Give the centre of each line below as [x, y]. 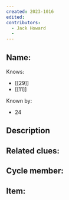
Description [28, 131]
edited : [16, 17]
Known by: [19, 100]
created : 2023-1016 [30, 12]
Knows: [15, 71]
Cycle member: [35, 171]
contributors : [24, 22]
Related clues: [33, 151]
